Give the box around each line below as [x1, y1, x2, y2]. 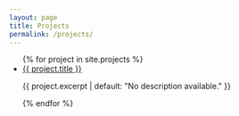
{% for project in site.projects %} [21, 54, 144, 65]
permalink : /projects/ [9, 29, 94, 38]
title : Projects [9, 21, 70, 30]
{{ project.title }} [21, 63, 82, 74]
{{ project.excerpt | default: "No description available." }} [21, 81, 232, 92]
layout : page [9, 12, 58, 22]
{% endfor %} [21, 98, 74, 109]
